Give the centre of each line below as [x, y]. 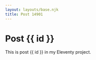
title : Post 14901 [24, 14]
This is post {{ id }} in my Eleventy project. [48, 52]
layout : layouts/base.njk [32, 10]
